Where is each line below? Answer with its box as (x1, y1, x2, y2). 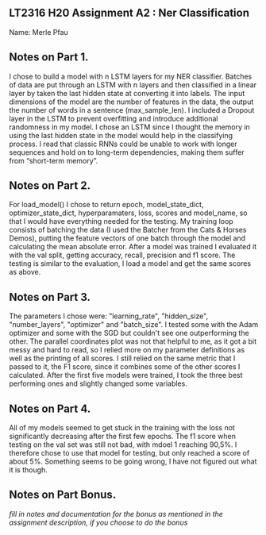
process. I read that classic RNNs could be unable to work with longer (9, 139, 237, 148)
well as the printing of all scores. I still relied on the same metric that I (9, 353, 236, 364)
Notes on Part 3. (9, 290, 91, 304)
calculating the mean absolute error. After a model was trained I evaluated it (9, 242, 257, 252)
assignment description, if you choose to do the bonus (9, 518, 188, 527)
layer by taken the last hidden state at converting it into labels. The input (9, 88, 245, 98)
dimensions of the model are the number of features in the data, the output (9, 97, 254, 106)
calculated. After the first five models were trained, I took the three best (9, 371, 243, 380)
